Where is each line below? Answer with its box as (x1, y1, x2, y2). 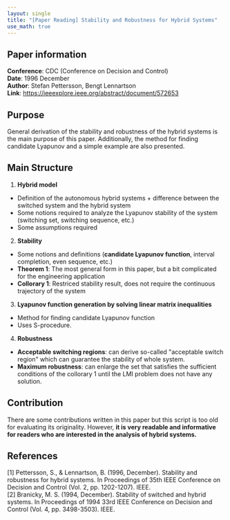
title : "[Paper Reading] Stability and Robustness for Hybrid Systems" (7, 17, 218, 24)
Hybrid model (17, 180, 57, 189)
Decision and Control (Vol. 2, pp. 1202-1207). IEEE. (7, 483, 151, 492)
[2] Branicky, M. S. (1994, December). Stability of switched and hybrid (7, 490, 207, 499)
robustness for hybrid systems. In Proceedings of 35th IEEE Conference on (7, 476, 221, 484)
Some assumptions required (17, 223, 98, 232)
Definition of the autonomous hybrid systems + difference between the (17, 194, 220, 202)
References (7, 450, 58, 462)
